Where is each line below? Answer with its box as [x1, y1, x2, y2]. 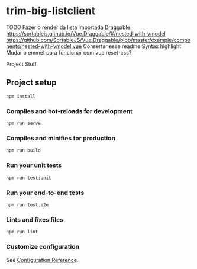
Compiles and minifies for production [6, 134, 115, 142]
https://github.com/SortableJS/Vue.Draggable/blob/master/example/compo [6, 36, 191, 43]
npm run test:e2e [6, 201, 49, 208]
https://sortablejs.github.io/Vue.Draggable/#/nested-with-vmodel [6, 30, 166, 37]
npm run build [6, 148, 41, 153]
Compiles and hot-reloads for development [6, 107, 133, 115]
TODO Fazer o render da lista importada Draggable [6, 24, 130, 31]
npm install [6, 93, 35, 99]
